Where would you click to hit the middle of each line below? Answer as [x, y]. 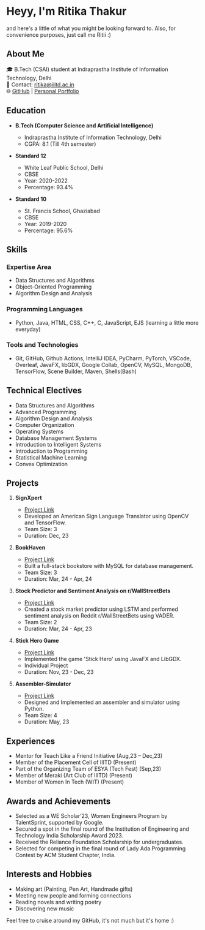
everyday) [28, 329]
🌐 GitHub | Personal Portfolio [43, 91]
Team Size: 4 [41, 716]
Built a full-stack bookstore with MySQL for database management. [109, 566]
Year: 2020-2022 [46, 180]
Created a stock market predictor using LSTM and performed [101, 609]
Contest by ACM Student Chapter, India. [65, 855]
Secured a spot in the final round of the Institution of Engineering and [102, 829]
